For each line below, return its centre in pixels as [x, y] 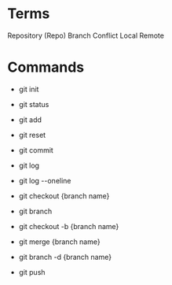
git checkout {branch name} [64, 196]
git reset [32, 135]
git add [30, 120]
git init [29, 89]
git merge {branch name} [59, 242]
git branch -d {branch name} [65, 257]
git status [34, 104]
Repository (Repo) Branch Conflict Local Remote [86, 35]
